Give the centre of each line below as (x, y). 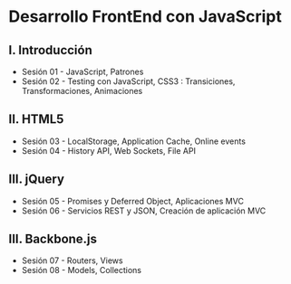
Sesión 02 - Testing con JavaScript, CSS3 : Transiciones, (128, 81)
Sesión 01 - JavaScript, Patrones (82, 71)
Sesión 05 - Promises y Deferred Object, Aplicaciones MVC (132, 201)
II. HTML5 (36, 119)
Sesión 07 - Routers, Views (72, 260)
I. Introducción (50, 50)
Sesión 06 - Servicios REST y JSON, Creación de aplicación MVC (144, 211)
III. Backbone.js (53, 239)
